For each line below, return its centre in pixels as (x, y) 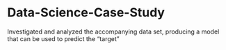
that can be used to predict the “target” (63, 38)
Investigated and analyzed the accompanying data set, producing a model (113, 32)
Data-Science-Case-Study (86, 13)
